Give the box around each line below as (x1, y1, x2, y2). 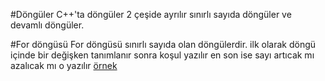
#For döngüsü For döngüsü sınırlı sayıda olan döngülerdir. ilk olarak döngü (10, 39, 317, 50)
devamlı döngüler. (10, 19, 85, 31)
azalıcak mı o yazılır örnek (10, 60, 118, 71)
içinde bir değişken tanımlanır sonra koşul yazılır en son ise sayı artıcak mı (10, 49, 315, 61)
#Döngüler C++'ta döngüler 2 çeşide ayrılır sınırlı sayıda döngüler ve (10, 9, 292, 20)
